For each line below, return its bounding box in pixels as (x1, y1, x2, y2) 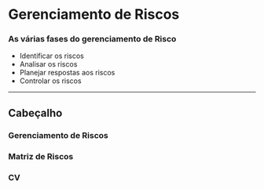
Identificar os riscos (19, 51, 85, 60)
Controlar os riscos (19, 76, 82, 85)
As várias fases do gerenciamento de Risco (8, 34, 177, 45)
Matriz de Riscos (8, 151, 74, 162)
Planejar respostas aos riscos (19, 68, 115, 78)
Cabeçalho (8, 106, 63, 119)
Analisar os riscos (19, 60, 78, 69)
